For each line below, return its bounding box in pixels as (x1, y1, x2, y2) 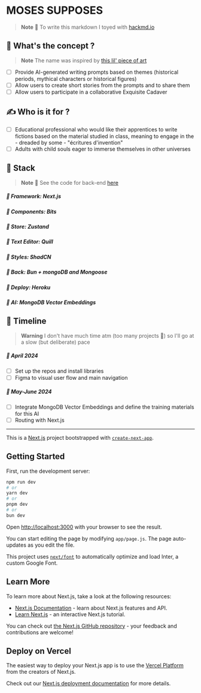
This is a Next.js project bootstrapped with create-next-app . (6, 434, 154, 441)
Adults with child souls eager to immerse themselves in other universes (14, 145, 191, 152)
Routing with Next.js (14, 416, 65, 424)
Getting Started (6, 451, 65, 462)
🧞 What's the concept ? (6, 41, 95, 51)
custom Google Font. (6, 559, 58, 566)
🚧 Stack (6, 163, 36, 173)
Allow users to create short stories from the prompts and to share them (14, 82, 190, 89)
